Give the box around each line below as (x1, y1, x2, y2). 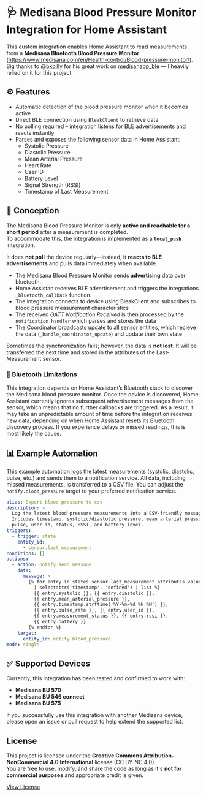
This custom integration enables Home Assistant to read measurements (6, 43, 188, 50)
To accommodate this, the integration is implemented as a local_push (6, 235, 182, 242)
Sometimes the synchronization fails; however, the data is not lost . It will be (6, 342, 197, 349)
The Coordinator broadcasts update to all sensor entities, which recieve (15, 324, 196, 331)
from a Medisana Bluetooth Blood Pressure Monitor (6, 49, 140, 56)
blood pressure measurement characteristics (15, 304, 129, 311)
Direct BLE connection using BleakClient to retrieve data (15, 116, 159, 123)
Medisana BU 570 (15, 686, 61, 694)
